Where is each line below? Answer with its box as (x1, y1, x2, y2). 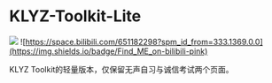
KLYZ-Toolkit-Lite (9, 6, 142, 26)
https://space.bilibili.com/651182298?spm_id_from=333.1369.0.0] (25, 36, 263, 47)
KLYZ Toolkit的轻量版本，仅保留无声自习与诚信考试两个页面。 (9, 64, 234, 74)
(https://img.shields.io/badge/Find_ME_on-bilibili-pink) (9, 46, 208, 57)
